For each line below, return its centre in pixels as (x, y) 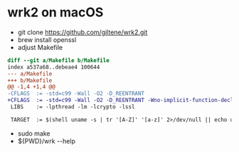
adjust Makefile (40, 47)
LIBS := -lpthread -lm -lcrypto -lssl (73, 107)
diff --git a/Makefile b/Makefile (59, 60)
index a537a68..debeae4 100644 (54, 67)
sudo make (34, 133)
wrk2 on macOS (55, 12)
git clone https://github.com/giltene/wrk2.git (83, 32)
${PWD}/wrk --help (47, 141)
